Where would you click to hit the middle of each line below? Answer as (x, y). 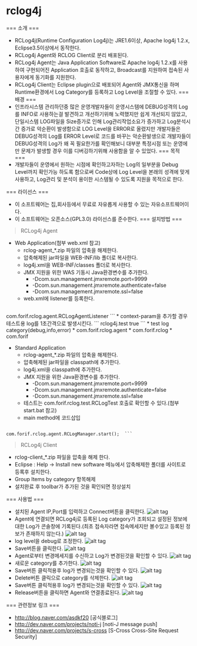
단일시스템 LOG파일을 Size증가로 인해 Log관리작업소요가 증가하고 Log (96, 121)
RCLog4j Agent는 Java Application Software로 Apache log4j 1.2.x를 (96, 62)
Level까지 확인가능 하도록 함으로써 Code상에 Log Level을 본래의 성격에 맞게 (102, 171)
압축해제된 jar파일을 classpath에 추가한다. (72, 362)
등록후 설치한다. (33, 472)
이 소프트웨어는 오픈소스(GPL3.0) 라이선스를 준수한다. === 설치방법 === (98, 218)
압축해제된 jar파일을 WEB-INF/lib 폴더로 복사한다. (81, 257)
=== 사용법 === (25, 499)
